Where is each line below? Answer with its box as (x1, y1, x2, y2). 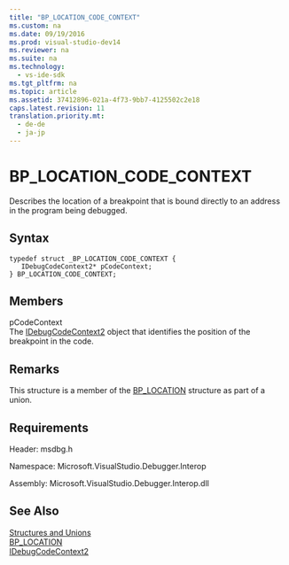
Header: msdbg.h (9, 444, 74, 454)
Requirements (9, 420, 89, 435)
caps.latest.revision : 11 (9, 104, 105, 112)
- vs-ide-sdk (17, 71, 66, 80)
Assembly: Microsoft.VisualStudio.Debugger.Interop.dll (9, 478, 210, 489)
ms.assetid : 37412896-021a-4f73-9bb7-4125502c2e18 (9, 95, 200, 104)
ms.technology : (9, 63, 66, 72)
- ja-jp (17, 128, 46, 137)
